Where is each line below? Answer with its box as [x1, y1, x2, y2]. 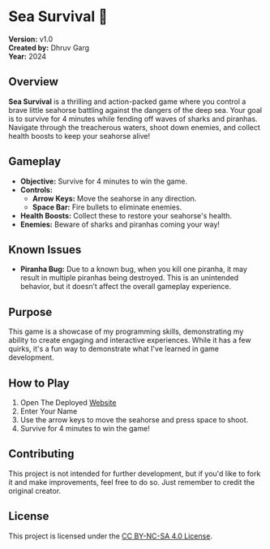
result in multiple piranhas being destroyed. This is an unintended [19, 273, 239, 283]
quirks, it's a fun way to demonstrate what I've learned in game [8, 344, 219, 354]
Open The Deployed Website [19, 398, 117, 407]
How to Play [8, 376, 71, 390]
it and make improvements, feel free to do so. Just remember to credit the [8, 477, 255, 486]
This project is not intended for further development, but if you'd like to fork [8, 469, 261, 478]
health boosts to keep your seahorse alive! [8, 131, 151, 140]
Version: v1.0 [8, 34, 54, 44]
